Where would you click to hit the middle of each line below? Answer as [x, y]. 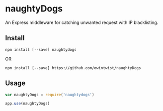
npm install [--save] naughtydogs [41, 50]
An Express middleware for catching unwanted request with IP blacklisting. [82, 22]
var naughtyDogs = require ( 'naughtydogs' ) [50, 95]
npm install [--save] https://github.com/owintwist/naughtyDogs [73, 68]
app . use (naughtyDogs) [28, 104]
